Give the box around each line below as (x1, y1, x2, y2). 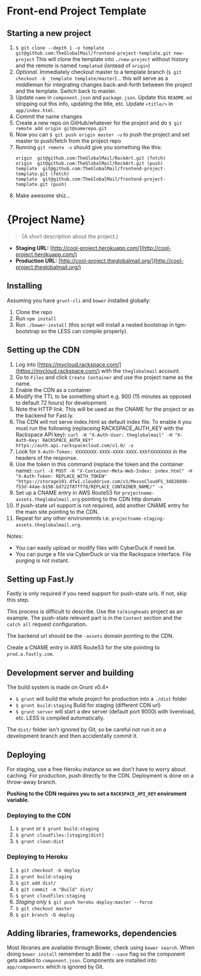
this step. (7, 597, 30, 604)
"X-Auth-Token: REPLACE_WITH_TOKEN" (15, 473, 107, 479)
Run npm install (15, 315, 57, 322)
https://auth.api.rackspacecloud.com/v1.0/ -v (15, 442, 134, 448)
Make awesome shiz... (15, 192, 71, 199)
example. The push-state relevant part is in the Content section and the (7, 614, 182, 622)
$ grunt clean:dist (15, 839, 65, 845)
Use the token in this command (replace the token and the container (15, 460, 184, 468)
